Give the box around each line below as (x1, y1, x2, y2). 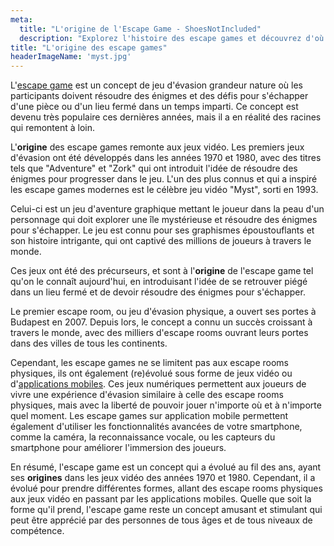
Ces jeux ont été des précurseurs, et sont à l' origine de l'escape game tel (10, 265, 314, 277)
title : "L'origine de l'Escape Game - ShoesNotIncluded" (19, 24, 262, 34)
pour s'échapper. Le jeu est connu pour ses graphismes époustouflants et (10, 224, 315, 236)
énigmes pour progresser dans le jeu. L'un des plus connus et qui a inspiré (10, 173, 318, 185)
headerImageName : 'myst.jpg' (10, 52, 132, 62)
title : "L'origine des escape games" (10, 42, 168, 53)
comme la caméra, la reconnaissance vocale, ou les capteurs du (10, 431, 276, 443)
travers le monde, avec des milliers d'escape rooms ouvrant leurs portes (10, 327, 309, 339)
